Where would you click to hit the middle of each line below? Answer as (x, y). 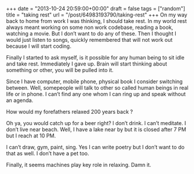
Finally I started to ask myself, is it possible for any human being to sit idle (95, 58)
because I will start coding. (39, 46)
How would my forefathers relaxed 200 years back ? (70, 112)
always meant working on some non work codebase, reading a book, (90, 27)
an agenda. (20, 100)
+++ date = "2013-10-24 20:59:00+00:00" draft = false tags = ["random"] (96, 9)
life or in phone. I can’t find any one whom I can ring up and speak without (96, 94)
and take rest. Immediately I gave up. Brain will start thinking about (87, 64)
